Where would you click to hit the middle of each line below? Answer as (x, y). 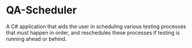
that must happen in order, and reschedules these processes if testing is (93, 32)
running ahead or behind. (36, 39)
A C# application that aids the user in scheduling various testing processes (96, 26)
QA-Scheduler (41, 10)
